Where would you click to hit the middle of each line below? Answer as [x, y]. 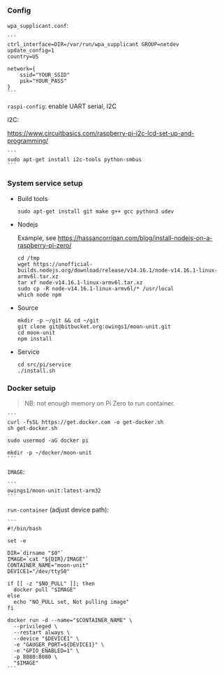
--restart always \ [42, 632]
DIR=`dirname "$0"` [36, 553]
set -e [17, 541]
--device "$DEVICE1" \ [46, 638]
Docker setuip [31, 388]
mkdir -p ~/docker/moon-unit [50, 452]
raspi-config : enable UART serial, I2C [62, 106]
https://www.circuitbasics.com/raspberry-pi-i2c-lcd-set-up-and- [101, 133]
